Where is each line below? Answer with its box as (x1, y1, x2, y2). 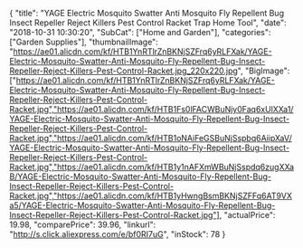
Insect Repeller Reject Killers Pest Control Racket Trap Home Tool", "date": (9, 17, 287, 28)
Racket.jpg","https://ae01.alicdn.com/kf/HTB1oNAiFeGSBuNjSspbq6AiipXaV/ (9, 133, 292, 143)
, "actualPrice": (219, 210, 276, 220)
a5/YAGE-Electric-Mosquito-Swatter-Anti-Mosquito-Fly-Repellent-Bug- (9, 200, 276, 211)
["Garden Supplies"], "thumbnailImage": (9, 36, 158, 47)
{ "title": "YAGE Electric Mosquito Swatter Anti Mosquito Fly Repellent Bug (9, 8, 285, 18)
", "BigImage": (237, 65, 290, 76)
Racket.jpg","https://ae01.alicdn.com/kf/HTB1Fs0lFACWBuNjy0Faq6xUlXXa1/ (9, 104, 294, 114)
